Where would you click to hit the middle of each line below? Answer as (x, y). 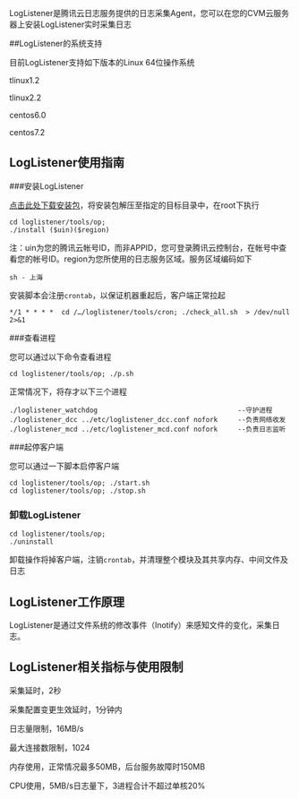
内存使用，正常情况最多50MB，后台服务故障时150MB (107, 766)
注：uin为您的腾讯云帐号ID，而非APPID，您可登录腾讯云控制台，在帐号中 (144, 247)
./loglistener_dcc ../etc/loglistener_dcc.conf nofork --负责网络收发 (148, 419)
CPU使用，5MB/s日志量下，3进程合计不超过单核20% (107, 786)
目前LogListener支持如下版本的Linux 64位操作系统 (102, 62)
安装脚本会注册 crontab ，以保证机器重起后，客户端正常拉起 (118, 295)
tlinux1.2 (25, 80)
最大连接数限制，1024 (50, 747)
